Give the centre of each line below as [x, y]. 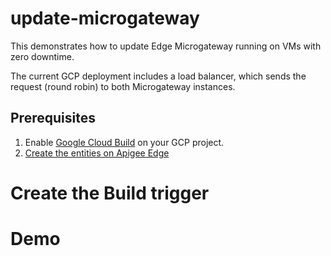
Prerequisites [53, 118]
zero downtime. [42, 56]
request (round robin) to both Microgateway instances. [123, 86]
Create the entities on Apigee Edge [97, 153]
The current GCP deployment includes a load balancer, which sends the [158, 76]
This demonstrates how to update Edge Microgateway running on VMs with [166, 46]
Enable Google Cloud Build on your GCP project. [124, 142]
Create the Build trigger [110, 193]
